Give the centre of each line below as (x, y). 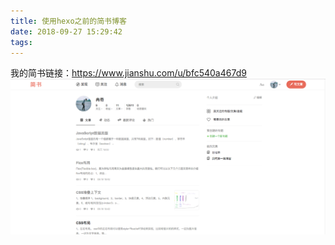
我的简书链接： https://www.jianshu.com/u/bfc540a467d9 (128, 73)
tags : (21, 42)
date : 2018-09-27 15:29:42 (66, 31)
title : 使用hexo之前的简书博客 (68, 21)
